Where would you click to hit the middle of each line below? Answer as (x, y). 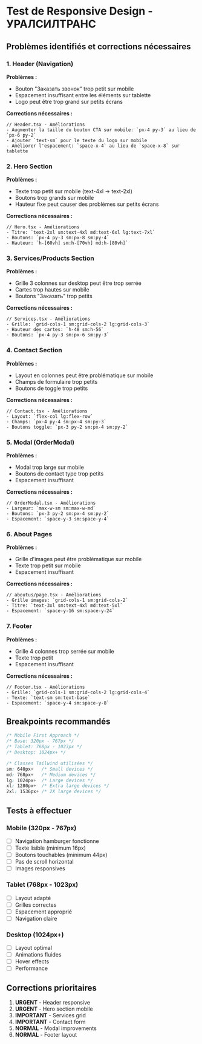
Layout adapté (33, 898)
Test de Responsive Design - (80, 11)
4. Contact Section (34, 350)
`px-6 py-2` (21, 135)
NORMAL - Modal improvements (56, 1028)
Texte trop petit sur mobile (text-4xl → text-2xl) (74, 191)
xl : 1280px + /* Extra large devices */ (58, 786)
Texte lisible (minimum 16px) (50, 848)
